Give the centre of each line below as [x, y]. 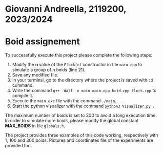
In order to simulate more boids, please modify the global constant [72, 121]
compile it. [22, 96]
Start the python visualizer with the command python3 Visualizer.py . [83, 106]
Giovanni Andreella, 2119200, [66, 9]
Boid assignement [42, 42]
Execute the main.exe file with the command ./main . [64, 101]
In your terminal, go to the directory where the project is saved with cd [82, 80]
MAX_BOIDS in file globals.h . [35, 126]
